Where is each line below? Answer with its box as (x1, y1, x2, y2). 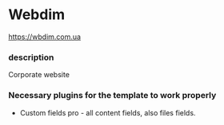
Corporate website (8, 70, 70, 80)
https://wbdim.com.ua (8, 32, 82, 41)
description (8, 52, 54, 63)
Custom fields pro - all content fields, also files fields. (19, 107, 196, 117)
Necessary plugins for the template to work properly (8, 90, 217, 101)
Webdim (8, 6, 66, 24)
